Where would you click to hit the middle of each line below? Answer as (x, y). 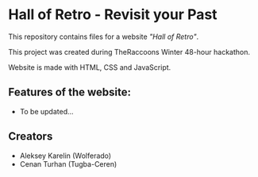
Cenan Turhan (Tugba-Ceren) (68, 164)
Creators (31, 137)
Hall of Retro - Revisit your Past (113, 15)
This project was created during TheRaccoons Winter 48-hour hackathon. (129, 52)
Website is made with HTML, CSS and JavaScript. (90, 67)
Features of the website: (69, 92)
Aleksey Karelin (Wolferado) (65, 156)
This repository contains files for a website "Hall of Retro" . (104, 37)
